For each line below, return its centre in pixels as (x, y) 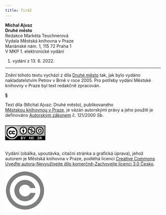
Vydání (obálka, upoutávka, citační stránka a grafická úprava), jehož (74, 153)
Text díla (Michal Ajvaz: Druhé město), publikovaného (59, 105)
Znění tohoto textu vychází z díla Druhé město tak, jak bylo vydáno (73, 75)
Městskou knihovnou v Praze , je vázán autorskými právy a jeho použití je (79, 110)
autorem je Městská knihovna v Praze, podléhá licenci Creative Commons (80, 158)
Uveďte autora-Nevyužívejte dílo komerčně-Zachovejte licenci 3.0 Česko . (80, 164)
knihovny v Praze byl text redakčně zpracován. (53, 85)
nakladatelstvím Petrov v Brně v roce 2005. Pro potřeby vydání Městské (78, 80)
